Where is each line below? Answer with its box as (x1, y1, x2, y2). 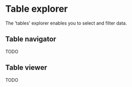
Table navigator (5, 35, 56, 43)
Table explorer (5, 3, 68, 15)
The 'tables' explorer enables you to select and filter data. (5, 20, 127, 26)
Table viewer (5, 63, 48, 72)
